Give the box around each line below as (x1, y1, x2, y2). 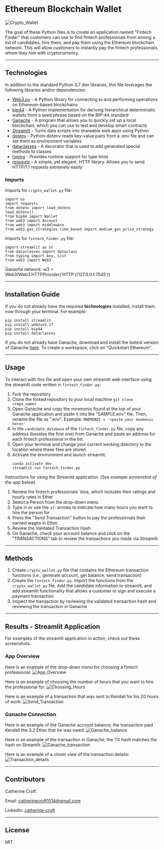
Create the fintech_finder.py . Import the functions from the (12, 578, 133, 584)
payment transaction (12, 593, 54, 599)
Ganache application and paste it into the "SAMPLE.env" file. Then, (12, 411, 147, 417)
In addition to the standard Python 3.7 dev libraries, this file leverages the (5, 82, 152, 88)
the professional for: (5, 684, 46, 690)
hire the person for (12, 509, 50, 515)
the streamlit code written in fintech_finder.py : (5, 381, 101, 387)
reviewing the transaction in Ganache (12, 604, 87, 610)
